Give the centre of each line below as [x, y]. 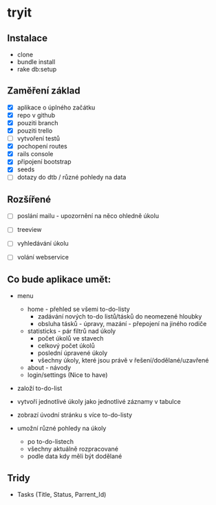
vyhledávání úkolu [43, 244]
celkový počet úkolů [66, 346]
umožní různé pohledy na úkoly [62, 429]
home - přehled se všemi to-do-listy [79, 309]
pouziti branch [37, 122]
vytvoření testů [39, 138]
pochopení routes [42, 147]
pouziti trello [35, 131]
